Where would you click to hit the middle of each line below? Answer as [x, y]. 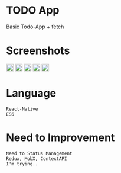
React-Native [22, 109]
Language [31, 93]
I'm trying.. [22, 164]
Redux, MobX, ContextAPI [37, 158]
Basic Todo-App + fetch [35, 27]
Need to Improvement [60, 137]
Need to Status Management [39, 153]
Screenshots [38, 51]
